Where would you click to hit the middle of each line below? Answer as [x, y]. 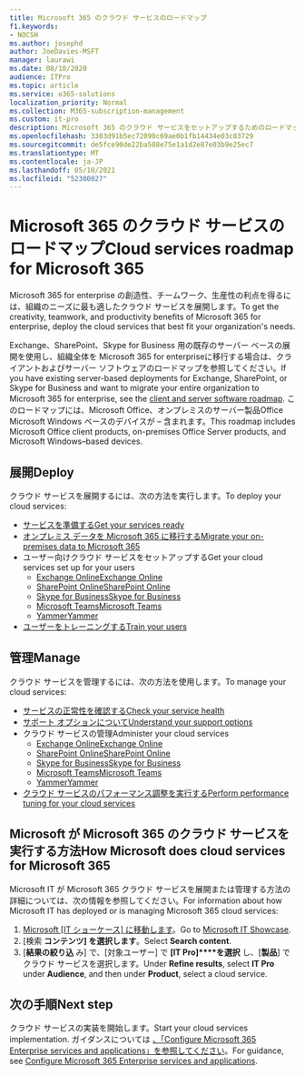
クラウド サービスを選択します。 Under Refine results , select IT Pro [148, 963]
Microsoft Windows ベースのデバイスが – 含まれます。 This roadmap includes [152, 422]
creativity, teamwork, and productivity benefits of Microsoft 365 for [135, 317]
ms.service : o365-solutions [63, 94]
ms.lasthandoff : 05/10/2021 [63, 170]
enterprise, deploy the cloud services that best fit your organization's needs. [152, 327]
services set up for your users [79, 568]
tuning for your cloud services [79, 803]
